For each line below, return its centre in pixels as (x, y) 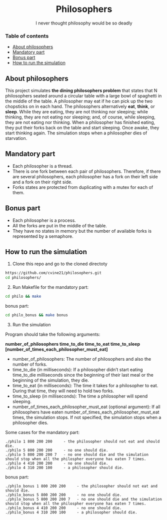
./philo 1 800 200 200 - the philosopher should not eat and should (82, 441)
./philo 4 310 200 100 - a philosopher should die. (64, 468)
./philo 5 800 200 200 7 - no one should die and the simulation (77, 455)
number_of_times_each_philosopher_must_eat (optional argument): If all (86, 407)
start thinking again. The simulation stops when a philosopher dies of (76, 133)
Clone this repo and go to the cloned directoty (60, 264)
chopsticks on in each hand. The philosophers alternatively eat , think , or (80, 106)
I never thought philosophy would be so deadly (84, 23)
